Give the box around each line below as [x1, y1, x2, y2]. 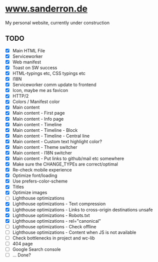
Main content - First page [12, 110, 65, 116]
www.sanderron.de [5, 3, 88, 15]
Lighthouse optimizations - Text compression [12, 201, 106, 207]
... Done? [12, 252, 31, 258]
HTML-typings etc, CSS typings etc [12, 70, 86, 76]
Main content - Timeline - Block [12, 127, 78, 133]
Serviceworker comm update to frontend [12, 81, 96, 88]
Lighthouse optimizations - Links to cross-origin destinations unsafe [12, 207, 153, 213]
